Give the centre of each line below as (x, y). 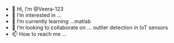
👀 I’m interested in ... (37, 15)
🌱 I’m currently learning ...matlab (51, 21)
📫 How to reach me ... (39, 34)
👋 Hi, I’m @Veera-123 (37, 9)
